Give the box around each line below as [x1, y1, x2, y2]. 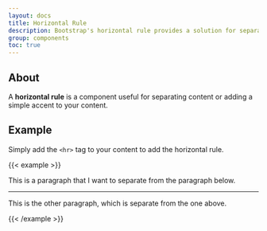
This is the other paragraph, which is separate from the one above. [8, 198, 227, 208]
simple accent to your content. [8, 100, 109, 110]
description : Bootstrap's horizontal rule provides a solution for [8, 26, 237, 34]
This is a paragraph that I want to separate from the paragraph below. [8, 175, 236, 185]
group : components [8, 33, 69, 42]
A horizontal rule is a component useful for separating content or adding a [8, 92, 253, 101]
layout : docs [8, 11, 52, 20]
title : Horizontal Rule [8, 19, 87, 27]
